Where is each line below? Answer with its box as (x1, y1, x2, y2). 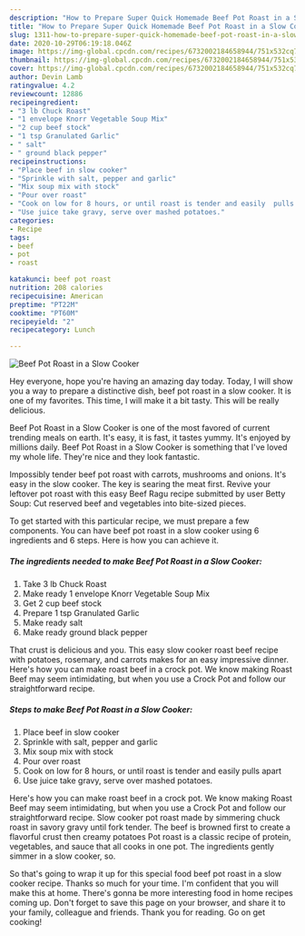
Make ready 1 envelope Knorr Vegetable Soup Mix (22, 588, 211, 600)
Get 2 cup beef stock (22, 598, 103, 609)
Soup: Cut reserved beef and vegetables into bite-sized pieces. (9, 498, 247, 509)
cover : (9, 65, 34, 74)
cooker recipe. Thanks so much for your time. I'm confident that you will (9, 878, 279, 889)
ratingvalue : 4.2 (9, 81, 75, 90)
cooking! (9, 917, 43, 928)
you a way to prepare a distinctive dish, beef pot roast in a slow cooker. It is (9, 385, 292, 396)
